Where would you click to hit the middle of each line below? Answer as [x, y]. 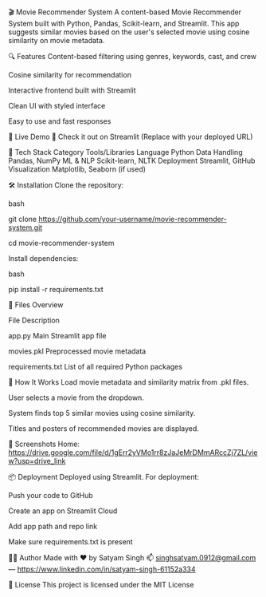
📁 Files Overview [36, 305]
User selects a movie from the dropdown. [76, 397]
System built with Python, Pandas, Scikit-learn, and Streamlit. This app [124, 24]
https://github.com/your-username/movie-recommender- [133, 219]
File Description [34, 320]
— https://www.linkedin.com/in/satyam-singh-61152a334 [102, 569]
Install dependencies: [43, 258]
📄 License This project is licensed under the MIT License [101, 585]
